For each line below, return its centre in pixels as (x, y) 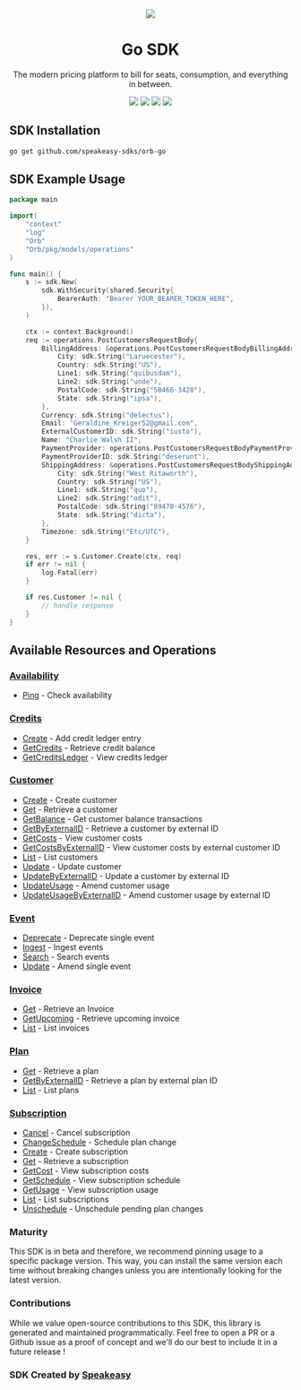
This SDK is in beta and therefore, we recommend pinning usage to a (137, 1252)
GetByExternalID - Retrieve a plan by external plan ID (120, 1080)
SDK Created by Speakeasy (70, 1375)
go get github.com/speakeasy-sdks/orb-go (88, 151)
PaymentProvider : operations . (98, 449)
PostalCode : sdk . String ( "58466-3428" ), (131, 390)
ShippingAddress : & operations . (100, 465)
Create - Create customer (70, 799)
